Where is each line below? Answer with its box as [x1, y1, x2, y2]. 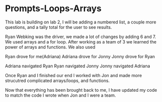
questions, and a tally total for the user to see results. [5, 24, 112, 30]
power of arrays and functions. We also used [5, 44, 96, 50]
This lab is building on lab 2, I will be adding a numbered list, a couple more [5, 19, 157, 25]
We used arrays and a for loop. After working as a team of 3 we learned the [5, 39, 157, 44]
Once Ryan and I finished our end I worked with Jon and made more [5, 72, 142, 78]
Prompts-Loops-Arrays [5, 3, 101, 14]
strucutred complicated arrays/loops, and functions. [5, 78, 110, 83]
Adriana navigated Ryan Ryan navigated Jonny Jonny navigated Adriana [5, 63, 150, 69]
